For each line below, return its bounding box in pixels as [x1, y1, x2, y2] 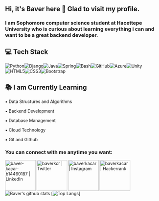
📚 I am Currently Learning [5, 83, 87, 91]
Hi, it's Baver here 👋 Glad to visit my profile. [5, 5, 140, 13]
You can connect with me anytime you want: [5, 149, 113, 155]
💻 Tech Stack [5, 48, 48, 56]
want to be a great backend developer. [5, 32, 98, 39]
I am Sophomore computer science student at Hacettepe [5, 20, 142, 26]
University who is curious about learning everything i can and [5, 25, 155, 32]
